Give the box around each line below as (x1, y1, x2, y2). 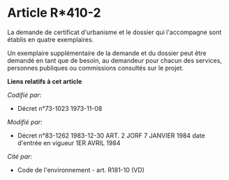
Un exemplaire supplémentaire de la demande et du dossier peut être (7, 49, 207, 57)
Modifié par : (7, 117, 43, 126)
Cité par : (7, 152, 33, 160)
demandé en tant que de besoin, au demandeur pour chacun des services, (7, 56, 222, 64)
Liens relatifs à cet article (7, 77, 82, 85)
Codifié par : (7, 91, 42, 99)
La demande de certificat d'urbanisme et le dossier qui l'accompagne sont (7, 28, 222, 36)
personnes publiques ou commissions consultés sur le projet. (7, 63, 184, 72)
